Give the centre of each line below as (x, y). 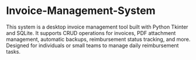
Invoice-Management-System (81, 11)
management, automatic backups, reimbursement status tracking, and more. (98, 39)
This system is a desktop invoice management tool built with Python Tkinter (97, 27)
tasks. (13, 51)
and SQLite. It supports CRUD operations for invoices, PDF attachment (91, 33)
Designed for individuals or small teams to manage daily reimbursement (92, 45)
